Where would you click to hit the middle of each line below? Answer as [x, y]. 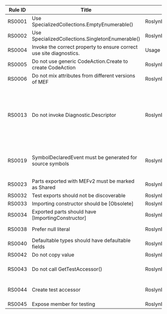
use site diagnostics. [56, 53]
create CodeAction [54, 68]
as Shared [44, 187]
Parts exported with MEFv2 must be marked [83, 181]
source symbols [51, 163]
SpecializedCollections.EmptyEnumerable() [83, 24]
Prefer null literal [51, 229]
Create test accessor [56, 290]
